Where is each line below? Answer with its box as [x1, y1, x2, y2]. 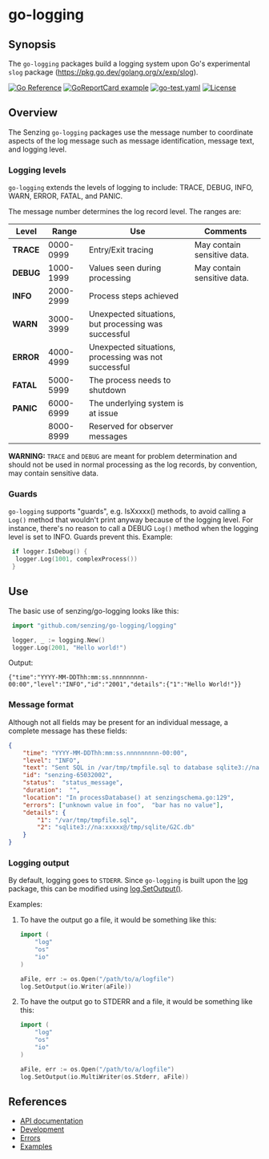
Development [19, 1125, 65, 1134]
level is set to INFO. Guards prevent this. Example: [8, 532, 174, 542]
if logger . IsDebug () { [11, 548, 88, 556]
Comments [203, 226, 247, 237]
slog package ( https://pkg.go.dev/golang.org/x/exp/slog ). [8, 67, 199, 77]
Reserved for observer [88, 421, 174, 432]
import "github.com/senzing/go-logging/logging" [11, 622, 178, 630]
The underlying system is [88, 398, 184, 409]
